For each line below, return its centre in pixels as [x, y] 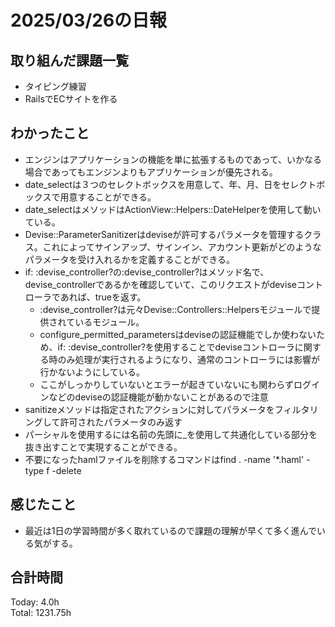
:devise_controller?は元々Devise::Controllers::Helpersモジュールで [175, 309]
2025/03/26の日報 [89, 20]
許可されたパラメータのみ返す [121, 422]
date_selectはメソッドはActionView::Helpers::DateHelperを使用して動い [173, 209]
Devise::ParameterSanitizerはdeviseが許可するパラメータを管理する [164, 234]
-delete [66, 470]
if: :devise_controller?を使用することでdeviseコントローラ [176, 347]
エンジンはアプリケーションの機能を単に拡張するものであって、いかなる [173, 159]
